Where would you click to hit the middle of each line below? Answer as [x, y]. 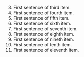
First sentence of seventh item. [45, 29]
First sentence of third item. [42, 7]
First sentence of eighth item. [44, 34]
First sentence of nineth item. [44, 39]
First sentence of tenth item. [43, 45]
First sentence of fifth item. [41, 18]
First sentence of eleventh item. [46, 50]
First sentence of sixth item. [42, 23]
